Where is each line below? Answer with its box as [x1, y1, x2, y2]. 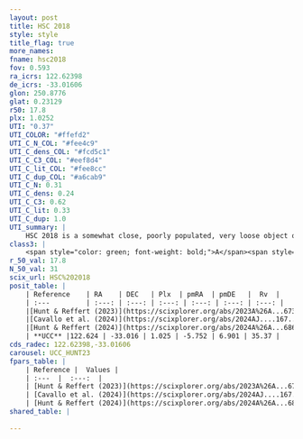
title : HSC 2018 [9, 22, 70, 31]
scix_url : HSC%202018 [9, 273, 91, 282]
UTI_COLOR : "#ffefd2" [9, 131, 91, 140]
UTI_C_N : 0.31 [9, 181, 63, 190]
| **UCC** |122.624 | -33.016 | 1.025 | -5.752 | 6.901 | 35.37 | [25, 332, 280, 341]
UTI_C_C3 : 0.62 [9, 197, 67, 207]
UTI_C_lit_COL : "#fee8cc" [9, 164, 106, 173]
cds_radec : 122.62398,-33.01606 [9, 340, 131, 349]
